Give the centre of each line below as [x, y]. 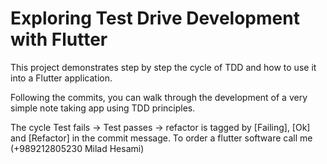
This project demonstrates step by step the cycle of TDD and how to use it [163, 67]
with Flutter [59, 39]
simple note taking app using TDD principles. [103, 108]
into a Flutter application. [61, 78]
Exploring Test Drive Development [155, 18]
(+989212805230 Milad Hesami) [77, 148]
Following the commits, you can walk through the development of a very [159, 97]
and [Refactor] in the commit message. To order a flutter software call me [161, 138]
